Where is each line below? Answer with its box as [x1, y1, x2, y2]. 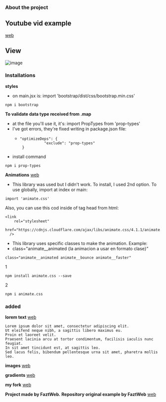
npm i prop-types [5, 163, 41, 168]
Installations [5, 72, 36, 79]
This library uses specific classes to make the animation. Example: [12, 240, 148, 246]
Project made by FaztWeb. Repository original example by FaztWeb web [5, 392, 157, 398]
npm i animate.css [5, 291, 43, 296]
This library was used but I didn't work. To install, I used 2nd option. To [12, 181, 157, 187]
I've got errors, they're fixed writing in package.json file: [12, 125, 127, 132]
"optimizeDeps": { [19, 136, 58, 141]
